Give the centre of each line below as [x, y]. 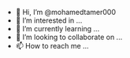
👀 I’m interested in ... [49, 20]
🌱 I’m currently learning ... [58, 29]
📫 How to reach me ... [52, 46]
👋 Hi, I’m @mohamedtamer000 [66, 12]
